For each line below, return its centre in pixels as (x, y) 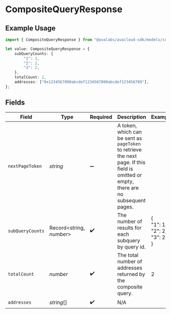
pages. (125, 207)
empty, (125, 181)
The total (128, 255)
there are (128, 187)
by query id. (131, 246)
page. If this (131, 162)
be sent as (130, 138)
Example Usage (31, 28)
